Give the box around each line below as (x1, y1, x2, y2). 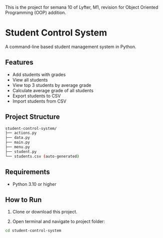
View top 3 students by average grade (12, 82, 91, 88)
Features (5, 58, 33, 67)
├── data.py (5, 135, 30, 140)
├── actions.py (5, 130, 37, 136)
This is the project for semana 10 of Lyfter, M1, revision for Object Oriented (5, 5, 158, 10)
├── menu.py (5, 145, 30, 150)
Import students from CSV (12, 98, 66, 104)
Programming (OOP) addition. (5, 10, 66, 16)
